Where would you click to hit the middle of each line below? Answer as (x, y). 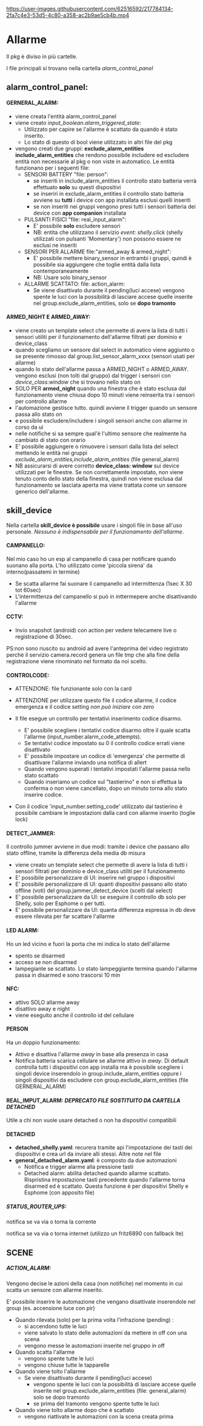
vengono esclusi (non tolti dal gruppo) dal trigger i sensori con (93, 375)
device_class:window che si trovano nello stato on (78, 382)
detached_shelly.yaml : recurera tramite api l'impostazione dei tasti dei (104, 1148)
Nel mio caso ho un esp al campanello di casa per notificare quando (91, 559)
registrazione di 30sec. (44, 637)
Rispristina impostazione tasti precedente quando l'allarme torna (105, 1180)
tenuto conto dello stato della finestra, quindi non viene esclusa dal (99, 478)
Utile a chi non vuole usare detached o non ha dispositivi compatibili (92, 1120)
